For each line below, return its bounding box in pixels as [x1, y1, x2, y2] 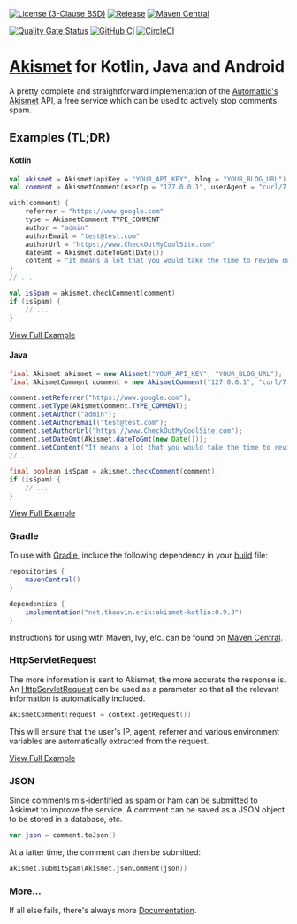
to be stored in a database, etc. [9, 814, 123, 824]
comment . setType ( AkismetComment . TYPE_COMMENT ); [9, 402, 188, 411]
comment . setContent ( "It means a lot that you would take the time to [9, 443, 271, 451]
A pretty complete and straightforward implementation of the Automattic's [9, 85, 278, 96]
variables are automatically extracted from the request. [9, 735, 209, 746]
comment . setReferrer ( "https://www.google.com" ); [9, 394, 192, 403]
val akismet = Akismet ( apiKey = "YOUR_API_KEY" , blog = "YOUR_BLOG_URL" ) [9, 174, 287, 183]
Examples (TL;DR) [9, 130, 110, 145]
